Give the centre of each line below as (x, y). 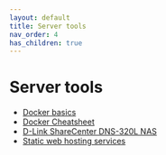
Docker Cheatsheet (58, 122)
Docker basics (49, 113)
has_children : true (46, 43)
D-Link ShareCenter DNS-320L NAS (90, 132)
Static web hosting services (74, 141)
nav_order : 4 (34, 34)
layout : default (40, 18)
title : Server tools (48, 26)
